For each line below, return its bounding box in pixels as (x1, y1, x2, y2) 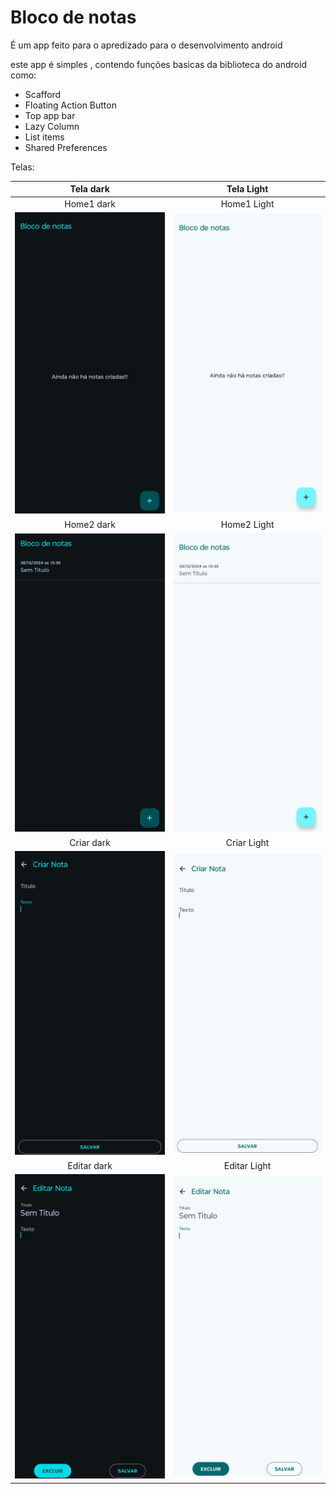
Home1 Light (220, 197, 275, 210)
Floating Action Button (24, 99, 117, 111)
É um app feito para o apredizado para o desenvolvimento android (10, 39, 283, 51)
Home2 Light (220, 518, 275, 530)
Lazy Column (24, 120, 80, 132)
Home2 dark (64, 518, 116, 530)
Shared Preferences (24, 141, 108, 153)
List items (24, 131, 65, 143)
